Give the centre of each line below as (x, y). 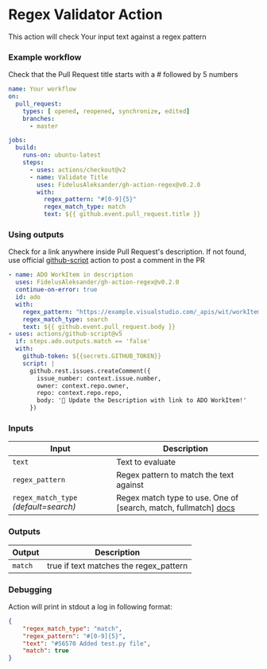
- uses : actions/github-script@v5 (66, 334)
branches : (39, 118)
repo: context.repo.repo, (80, 393)
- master (44, 126)
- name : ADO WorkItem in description (71, 275)
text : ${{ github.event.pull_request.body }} (99, 327)
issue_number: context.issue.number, (99, 378)
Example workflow (45, 57)
